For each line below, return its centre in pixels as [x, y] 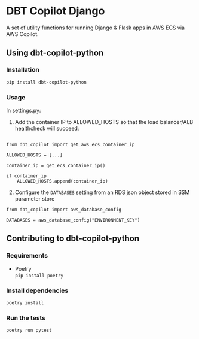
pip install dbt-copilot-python [46, 82]
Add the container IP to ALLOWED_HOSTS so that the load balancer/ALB [104, 122]
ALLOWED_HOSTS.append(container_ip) [63, 181]
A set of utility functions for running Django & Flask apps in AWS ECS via [96, 28]
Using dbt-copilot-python [55, 53]
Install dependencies [37, 290]
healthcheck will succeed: [47, 128]
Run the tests [26, 317]
